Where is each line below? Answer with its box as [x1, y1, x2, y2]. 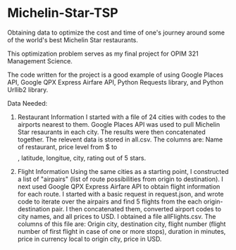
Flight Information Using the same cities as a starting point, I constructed [17, 167, 229, 175]
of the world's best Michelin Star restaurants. [7, 35, 139, 44]
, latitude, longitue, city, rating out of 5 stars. [17, 154, 147, 162]
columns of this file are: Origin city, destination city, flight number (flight [17, 220, 226, 228]
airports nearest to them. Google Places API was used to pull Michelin [17, 120, 221, 128]
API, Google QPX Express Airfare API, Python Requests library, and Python [7, 77, 224, 86]
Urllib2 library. [7, 85, 49, 94]
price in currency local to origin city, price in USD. [17, 235, 162, 243]
